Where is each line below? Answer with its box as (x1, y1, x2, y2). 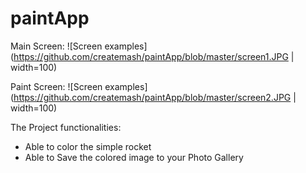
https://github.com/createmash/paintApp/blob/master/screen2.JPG (13, 91, 292, 103)
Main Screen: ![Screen (10, 40, 103, 52)
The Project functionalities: (10, 121, 122, 133)
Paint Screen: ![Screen (10, 80, 103, 92)
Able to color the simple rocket (24, 140, 152, 152)
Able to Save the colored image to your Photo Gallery (24, 151, 244, 163)
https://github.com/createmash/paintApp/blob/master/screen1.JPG (13, 50, 289, 62)
